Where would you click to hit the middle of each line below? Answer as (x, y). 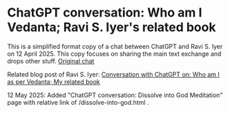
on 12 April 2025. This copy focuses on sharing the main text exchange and (114, 54)
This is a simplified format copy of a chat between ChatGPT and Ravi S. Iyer (115, 46)
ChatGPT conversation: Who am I (105, 13)
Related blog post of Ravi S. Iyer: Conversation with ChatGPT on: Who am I (113, 74)
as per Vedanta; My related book (54, 81)
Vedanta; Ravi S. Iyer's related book (112, 27)
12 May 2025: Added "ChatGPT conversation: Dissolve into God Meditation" (115, 95)
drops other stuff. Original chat (51, 61)
